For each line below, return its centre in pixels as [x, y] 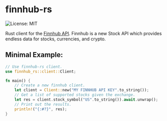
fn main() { [18, 81]
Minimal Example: [34, 55]
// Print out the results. [43, 104]
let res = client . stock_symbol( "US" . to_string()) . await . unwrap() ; [86, 100]
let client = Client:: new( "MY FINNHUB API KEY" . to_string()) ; [82, 90]
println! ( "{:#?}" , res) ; [41, 109]
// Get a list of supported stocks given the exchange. [75, 95]
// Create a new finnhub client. [50, 85]
